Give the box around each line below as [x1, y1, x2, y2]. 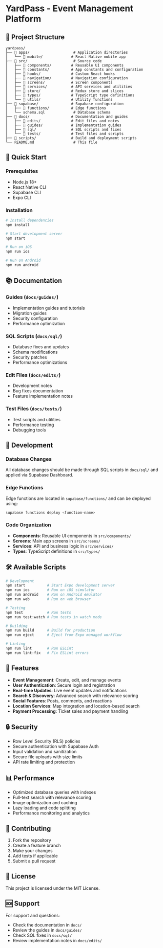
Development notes [12, 383, 52, 389]
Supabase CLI [12, 189, 41, 195]
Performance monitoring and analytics [12, 810, 90, 816]
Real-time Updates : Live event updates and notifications [12, 687, 127, 693]
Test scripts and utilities [12, 416, 61, 422]
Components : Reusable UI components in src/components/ [12, 533, 131, 539]
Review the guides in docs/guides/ [12, 927, 82, 933]
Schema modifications [12, 349, 58, 355]
